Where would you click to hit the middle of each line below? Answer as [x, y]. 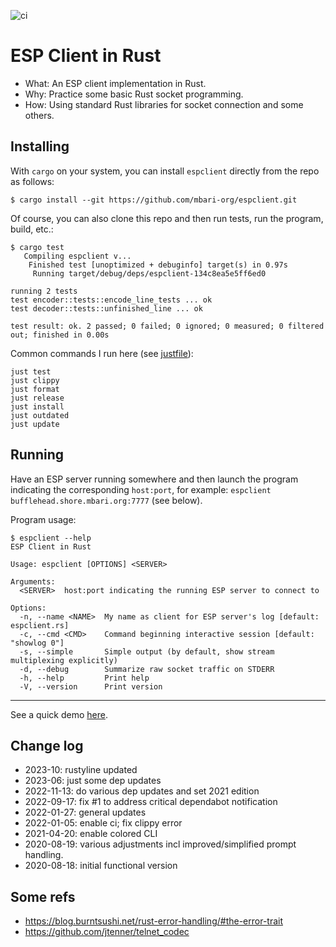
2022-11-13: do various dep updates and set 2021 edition [142, 791]
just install [37, 406]
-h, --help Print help [84, 678]
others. [39, 115]
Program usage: [43, 519]
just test [31, 371]
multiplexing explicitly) [64, 660]
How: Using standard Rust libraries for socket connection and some [164, 104]
